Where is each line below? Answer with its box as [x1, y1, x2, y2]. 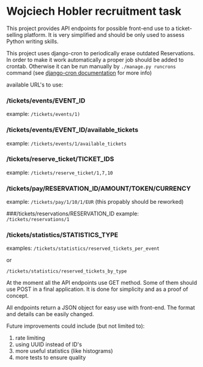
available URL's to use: [6, 81, 64, 88]
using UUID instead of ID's [15, 341, 83, 348]
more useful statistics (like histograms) [15, 347, 113, 355]
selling [6, 31, 23, 38]
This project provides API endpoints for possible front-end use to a [6, 25, 175, 32]
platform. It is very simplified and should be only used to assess [24, 31, 185, 38]
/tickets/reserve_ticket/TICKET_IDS [6, 155, 114, 163]
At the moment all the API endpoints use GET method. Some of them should [6, 279, 197, 287]
